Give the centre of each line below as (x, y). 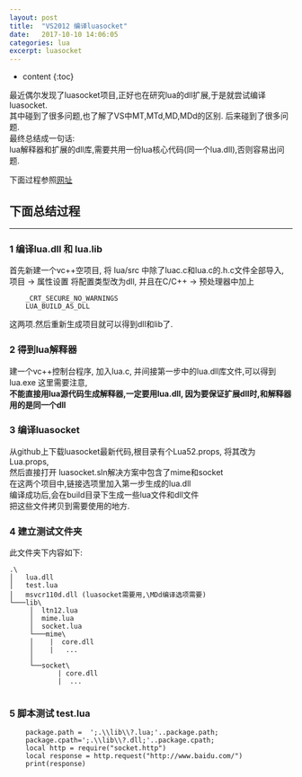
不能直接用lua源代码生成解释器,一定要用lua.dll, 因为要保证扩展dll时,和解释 (147, 393)
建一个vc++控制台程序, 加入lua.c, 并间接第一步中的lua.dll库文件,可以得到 (143, 371)
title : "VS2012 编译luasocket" (68, 26)
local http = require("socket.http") (96, 748)
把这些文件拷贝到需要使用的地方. (70, 506)
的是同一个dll (41, 404)
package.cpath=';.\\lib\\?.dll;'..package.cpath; (120, 741)
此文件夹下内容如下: (46, 552)
